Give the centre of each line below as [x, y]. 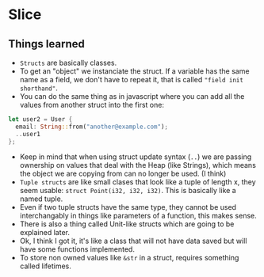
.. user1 [28, 134]
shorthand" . [38, 88]
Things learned [46, 44]
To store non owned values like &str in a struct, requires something [129, 257]
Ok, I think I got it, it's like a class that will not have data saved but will [133, 241]
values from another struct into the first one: [92, 105]
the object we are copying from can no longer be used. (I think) [123, 173]
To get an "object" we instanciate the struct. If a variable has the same [134, 71]
